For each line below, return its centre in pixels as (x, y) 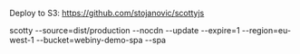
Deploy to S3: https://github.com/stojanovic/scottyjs (107, 13)
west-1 (22, 40)
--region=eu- (266, 30)
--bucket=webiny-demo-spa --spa (101, 40)
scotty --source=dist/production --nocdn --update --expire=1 (125, 30)
